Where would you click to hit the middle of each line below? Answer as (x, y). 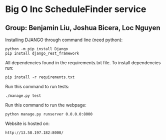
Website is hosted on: (27, 123)
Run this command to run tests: (37, 87)
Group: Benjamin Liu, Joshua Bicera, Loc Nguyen (83, 28)
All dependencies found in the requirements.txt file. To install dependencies (83, 63)
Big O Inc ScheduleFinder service (76, 9)
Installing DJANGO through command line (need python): (64, 40)
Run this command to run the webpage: (46, 105)
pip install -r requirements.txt (40, 77)
